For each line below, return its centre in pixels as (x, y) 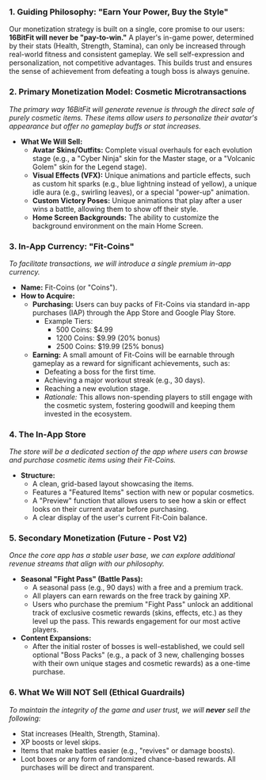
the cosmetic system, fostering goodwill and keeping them (140, 405)
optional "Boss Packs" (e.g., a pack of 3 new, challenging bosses (138, 655)
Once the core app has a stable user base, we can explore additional (122, 555)
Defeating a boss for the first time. (100, 371)
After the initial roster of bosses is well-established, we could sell (138, 647)
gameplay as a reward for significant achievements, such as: (131, 363)
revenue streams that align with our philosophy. (87, 564)
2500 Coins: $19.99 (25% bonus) (110, 346)
